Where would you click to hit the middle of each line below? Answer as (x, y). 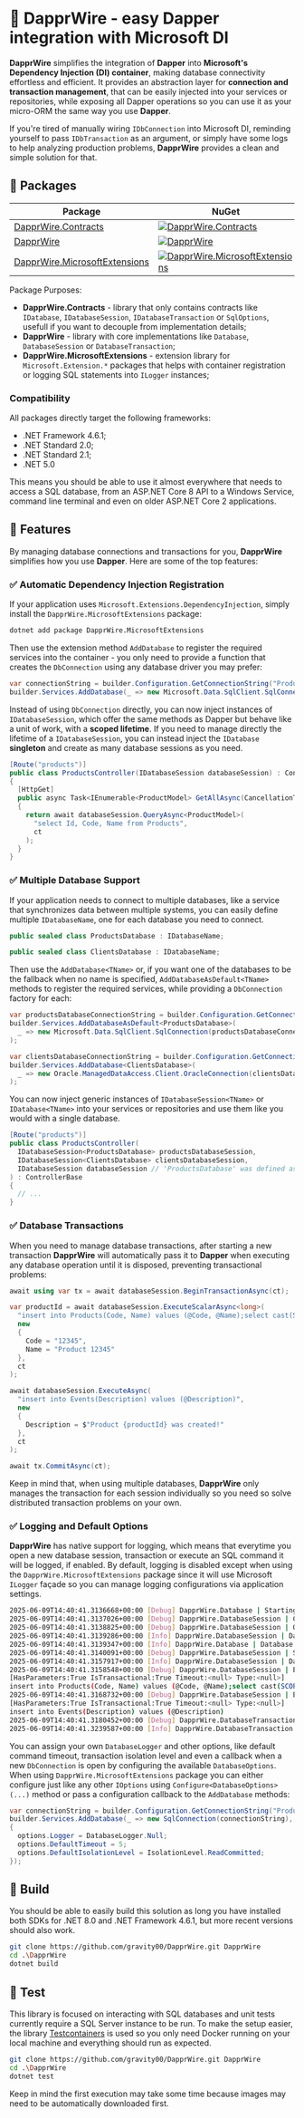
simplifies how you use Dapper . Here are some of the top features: (134, 561)
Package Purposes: (46, 290)
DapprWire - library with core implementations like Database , (136, 336)
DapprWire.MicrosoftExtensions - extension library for (126, 355)
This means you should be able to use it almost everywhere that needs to (146, 482)
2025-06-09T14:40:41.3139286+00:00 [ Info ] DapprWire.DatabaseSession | (147, 1636)
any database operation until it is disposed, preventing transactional (136, 1265)
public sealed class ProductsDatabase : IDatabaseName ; (117, 936)
